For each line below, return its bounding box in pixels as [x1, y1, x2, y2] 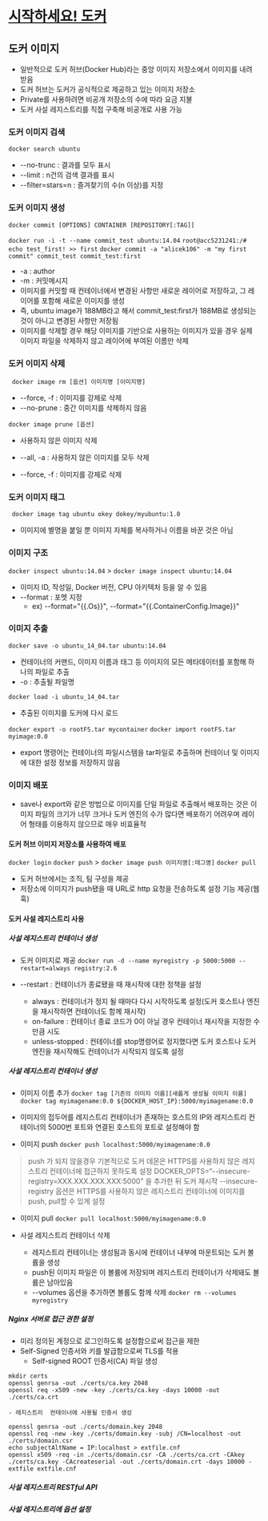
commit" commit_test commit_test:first [8, 252, 142, 260]
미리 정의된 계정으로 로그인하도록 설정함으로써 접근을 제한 [19, 1336, 200, 1345]
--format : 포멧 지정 [19, 592, 82, 602]
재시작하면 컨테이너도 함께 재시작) [40, 1007, 146, 1016]
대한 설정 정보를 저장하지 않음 [28, 757, 121, 767]
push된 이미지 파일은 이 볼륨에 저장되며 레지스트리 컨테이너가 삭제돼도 [31, 1267, 252, 1277]
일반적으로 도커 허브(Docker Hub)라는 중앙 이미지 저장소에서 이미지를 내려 [19, 65, 253, 74]
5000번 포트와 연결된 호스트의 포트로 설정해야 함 [47, 1122, 200, 1132]
